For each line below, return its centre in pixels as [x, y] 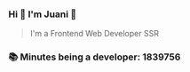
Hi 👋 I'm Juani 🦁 [43, 14]
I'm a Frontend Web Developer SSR [94, 34]
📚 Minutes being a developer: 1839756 [95, 57]
